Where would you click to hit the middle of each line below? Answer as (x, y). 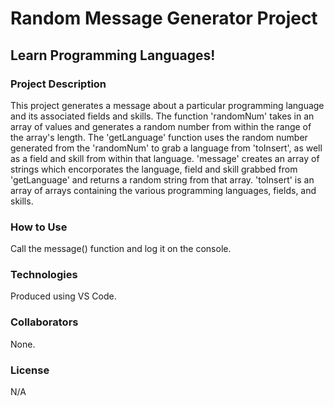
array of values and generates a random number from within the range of (161, 126)
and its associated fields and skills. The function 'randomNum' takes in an (162, 116)
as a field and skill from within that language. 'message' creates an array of (165, 158)
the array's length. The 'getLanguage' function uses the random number (159, 137)
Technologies (44, 275)
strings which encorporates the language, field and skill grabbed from (154, 169)
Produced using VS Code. (63, 296)
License (30, 370)
